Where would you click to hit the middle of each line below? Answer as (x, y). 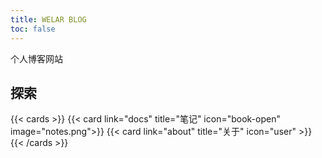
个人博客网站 (36, 58)
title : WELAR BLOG (48, 19)
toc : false (33, 29)
